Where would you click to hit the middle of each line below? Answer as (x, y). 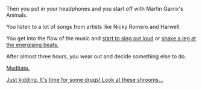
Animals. (17, 15)
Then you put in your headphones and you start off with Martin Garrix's (95, 9)
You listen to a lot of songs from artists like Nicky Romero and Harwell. (93, 27)
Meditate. (18, 68)
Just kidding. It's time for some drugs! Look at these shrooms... (85, 80)
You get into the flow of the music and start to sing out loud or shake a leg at (101, 38)
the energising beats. (33, 45)
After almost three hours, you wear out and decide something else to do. (96, 56)
